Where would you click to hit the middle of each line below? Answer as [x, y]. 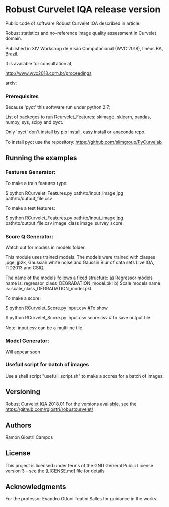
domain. [14, 38]
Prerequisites [22, 96]
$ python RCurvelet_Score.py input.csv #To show [57, 308]
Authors [18, 425]
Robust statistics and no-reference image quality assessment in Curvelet [81, 33]
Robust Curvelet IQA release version [83, 9]
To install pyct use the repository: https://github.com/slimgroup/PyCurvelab [84, 142]
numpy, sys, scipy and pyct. [34, 122]
